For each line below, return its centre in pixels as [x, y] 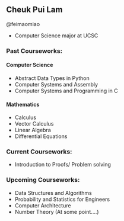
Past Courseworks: [34, 51]
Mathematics [23, 104]
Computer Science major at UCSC [56, 36]
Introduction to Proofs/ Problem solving [63, 165]
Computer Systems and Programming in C [66, 91]
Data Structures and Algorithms [53, 193]
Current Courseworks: [39, 152]
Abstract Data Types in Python [52, 78]
